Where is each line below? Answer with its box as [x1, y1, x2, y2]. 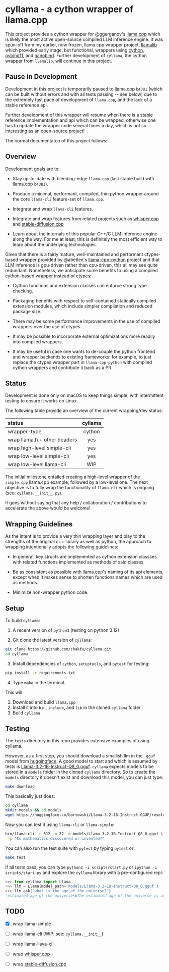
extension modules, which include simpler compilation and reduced [12, 303, 152, 309]
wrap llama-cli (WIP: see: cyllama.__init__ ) [12, 931, 104, 937]
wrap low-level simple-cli [8, 453, 69, 460]
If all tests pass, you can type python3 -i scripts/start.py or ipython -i [5, 864, 157, 870]
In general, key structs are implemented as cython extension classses [12, 554, 157, 560]
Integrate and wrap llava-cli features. [12, 206, 94, 212]
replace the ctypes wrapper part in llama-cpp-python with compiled [12, 359, 152, 365]
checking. [12, 288, 34, 294]
